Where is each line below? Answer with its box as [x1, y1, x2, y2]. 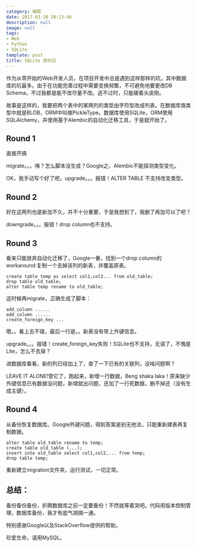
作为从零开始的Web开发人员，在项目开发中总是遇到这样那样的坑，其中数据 [6, 74, 186, 81]
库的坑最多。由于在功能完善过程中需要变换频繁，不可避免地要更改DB [6, 81, 173, 89]
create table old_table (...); [6, 445, 83, 451]
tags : [6, 30, 19, 36]
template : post [6, 52, 43, 58]
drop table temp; [6, 455, 49, 461]
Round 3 [6, 238, 38, 248]
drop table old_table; [6, 278, 62, 284]
